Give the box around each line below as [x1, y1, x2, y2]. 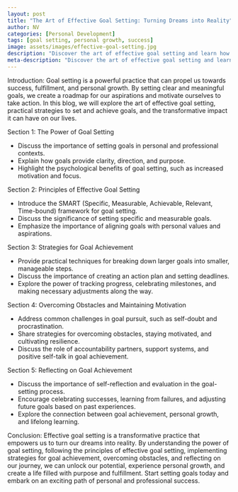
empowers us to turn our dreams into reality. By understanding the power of [7, 438, 229, 447]
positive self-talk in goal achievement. [17, 352, 129, 361]
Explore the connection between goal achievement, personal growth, [17, 410, 220, 418]
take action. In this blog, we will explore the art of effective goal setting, [7, 99, 216, 107]
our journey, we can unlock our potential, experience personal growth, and [7, 461, 225, 469]
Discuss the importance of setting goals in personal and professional [17, 141, 219, 150]
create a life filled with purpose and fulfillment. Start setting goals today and [7, 469, 229, 477]
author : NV [7, 23, 40, 31]
